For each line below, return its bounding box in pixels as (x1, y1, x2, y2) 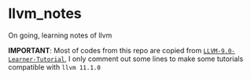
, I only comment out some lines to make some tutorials (64, 54, 244, 63)
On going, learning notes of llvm (8, 31, 113, 40)
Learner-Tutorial (8, 56, 65, 63)
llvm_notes (8, 5, 83, 23)
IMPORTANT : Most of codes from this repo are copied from (8, 45, 202, 55)
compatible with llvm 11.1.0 (8, 62, 101, 71)
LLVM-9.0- (203, 47, 236, 55)
